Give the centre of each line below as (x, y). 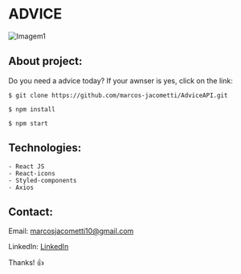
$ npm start (28, 123)
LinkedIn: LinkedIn (39, 247)
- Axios (21, 187)
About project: (45, 61)
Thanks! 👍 (26, 263)
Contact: (31, 212)
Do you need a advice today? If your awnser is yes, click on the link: (120, 80)
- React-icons (32, 173)
